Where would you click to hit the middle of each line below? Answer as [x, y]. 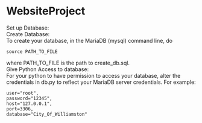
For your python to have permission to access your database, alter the [93, 75]
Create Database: [28, 34]
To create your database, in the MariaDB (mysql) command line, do [90, 40]
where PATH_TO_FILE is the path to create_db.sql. [68, 63]
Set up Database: [28, 28]
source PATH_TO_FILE [32, 52]
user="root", [23, 93]
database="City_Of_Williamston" [47, 114]
